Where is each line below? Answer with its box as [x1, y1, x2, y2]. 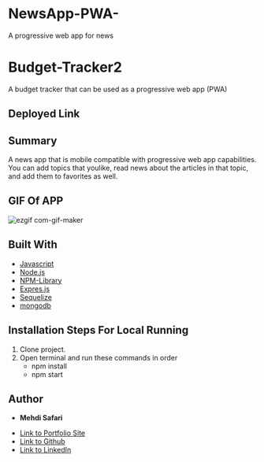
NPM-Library [19, 275, 62, 285]
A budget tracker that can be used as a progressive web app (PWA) [8, 84, 228, 94]
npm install [31, 361, 67, 371]
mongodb [19, 301, 51, 310]
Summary [8, 134, 58, 147]
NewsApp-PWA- [8, 5, 120, 23]
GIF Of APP [8, 194, 64, 208]
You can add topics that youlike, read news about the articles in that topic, [8, 163, 249, 173]
